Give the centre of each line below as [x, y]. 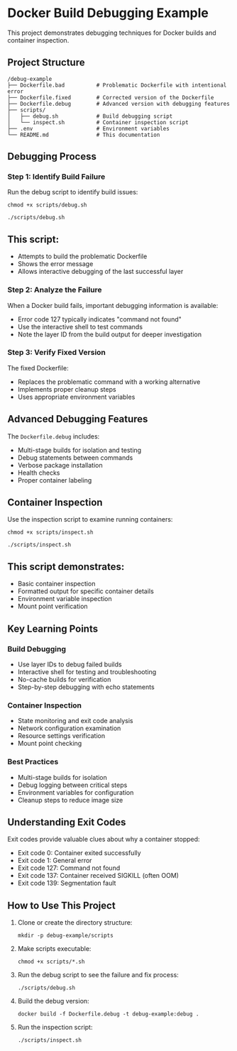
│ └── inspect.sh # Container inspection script [98, 122]
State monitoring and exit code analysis [75, 721]
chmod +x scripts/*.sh [51, 962]
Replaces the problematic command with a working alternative [109, 382]
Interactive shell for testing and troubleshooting [87, 671]
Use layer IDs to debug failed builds [70, 664]
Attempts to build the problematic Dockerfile [82, 256]
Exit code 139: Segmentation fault [67, 883]
